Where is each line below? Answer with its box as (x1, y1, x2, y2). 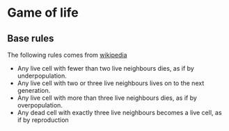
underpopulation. (17, 71, 68, 80)
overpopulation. (17, 101, 63, 109)
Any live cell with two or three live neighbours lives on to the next (17, 79, 205, 87)
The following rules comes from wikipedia (7, 51, 127, 59)
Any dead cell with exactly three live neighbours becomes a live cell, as (17, 109, 222, 116)
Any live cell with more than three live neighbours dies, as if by (17, 94, 197, 102)
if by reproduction (17, 116, 70, 124)
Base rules (7, 33, 54, 44)
